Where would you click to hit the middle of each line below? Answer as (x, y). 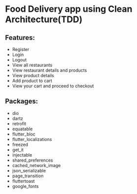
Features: (20, 38)
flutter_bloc (24, 134)
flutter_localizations (32, 139)
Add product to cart (32, 81)
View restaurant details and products (50, 70)
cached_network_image (36, 165)
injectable (22, 155)
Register (21, 49)
